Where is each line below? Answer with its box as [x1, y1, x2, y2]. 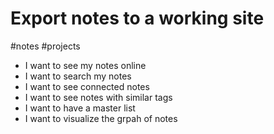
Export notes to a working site [10, 7, 265, 30]
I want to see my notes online [24, 59, 147, 71]
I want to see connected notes [24, 80, 150, 92]
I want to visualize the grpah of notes [24, 112, 178, 124]
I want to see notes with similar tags [24, 91, 173, 103]
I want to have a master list [24, 102, 136, 114]
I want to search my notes [24, 70, 132, 82]
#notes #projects [10, 40, 81, 52]
